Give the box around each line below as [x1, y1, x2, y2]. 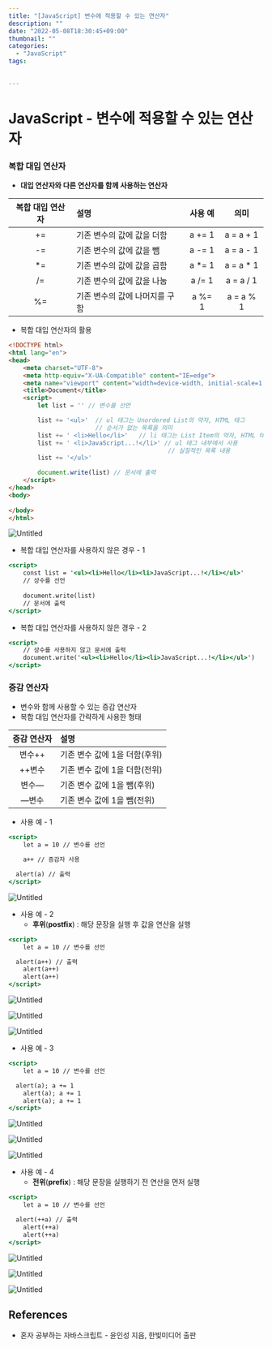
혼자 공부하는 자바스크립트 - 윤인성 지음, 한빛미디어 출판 [19, 1330, 197, 1340]
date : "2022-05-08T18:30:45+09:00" [8, 27, 129, 35]
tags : [8, 58, 27, 66]
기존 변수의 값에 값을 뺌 [76, 245, 160, 256]
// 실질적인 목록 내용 [168, 446, 231, 454]
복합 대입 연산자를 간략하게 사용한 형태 [19, 712, 142, 722]
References [8, 1307, 68, 1321]
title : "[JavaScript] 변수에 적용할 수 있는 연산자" [8, 11, 170, 20]
